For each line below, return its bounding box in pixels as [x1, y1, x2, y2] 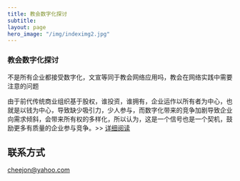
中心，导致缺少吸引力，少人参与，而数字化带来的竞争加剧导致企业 [38, 105, 233, 114]
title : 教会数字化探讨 [7, 10, 68, 18]
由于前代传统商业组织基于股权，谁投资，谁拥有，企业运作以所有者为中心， [7, 97, 226, 105]
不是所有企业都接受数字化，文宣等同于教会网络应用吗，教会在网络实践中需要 [7, 73, 233, 81]
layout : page [7, 24, 46, 31]
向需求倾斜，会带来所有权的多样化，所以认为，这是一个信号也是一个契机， [7, 115, 226, 123]
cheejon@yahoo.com [7, 165, 70, 175]
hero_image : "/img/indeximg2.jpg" [7, 30, 111, 38]
